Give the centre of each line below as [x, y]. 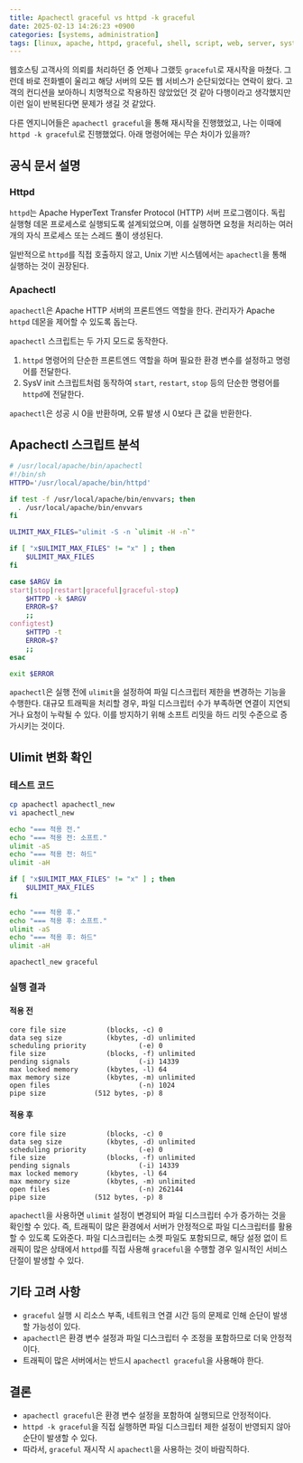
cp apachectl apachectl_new [62, 805]
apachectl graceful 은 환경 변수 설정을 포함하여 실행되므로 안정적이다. [147, 1415]
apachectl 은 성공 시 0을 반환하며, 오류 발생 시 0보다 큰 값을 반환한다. [131, 413]
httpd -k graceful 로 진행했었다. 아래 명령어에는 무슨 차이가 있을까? [130, 134]
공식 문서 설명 [45, 165]
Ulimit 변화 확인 [51, 757]
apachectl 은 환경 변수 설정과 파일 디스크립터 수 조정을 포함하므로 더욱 [145, 1338]
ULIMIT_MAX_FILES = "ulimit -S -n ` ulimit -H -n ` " [102, 533]
